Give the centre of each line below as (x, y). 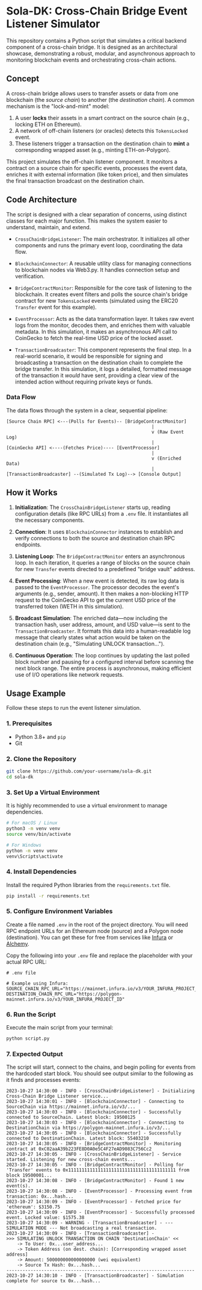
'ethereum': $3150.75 (33, 1207)
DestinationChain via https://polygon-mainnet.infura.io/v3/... (88, 1128)
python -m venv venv (32, 851)
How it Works (32, 493)
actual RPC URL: (26, 962)
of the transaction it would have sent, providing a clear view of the (97, 375)
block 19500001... (29, 1175)
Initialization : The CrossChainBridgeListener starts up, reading (93, 507)
